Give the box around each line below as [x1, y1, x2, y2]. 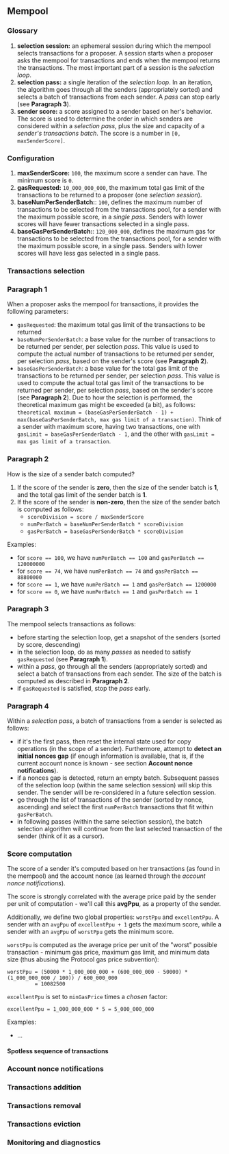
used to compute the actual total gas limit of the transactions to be [16, 379, 204, 387]
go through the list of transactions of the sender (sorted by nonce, [16, 796, 204, 804]
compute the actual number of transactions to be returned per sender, [16, 349, 215, 358]
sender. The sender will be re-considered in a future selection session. [16, 788, 217, 797]
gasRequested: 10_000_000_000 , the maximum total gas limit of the [16, 183, 205, 191]
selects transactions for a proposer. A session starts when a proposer [16, 49, 213, 57]
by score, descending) [16, 640, 81, 648]
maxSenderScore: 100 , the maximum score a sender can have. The [16, 169, 208, 177]
